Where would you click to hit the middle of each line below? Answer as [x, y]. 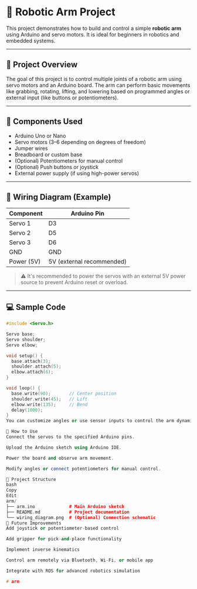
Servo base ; [21, 334]
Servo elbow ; [22, 345]
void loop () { [23, 388]
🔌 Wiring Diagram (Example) [59, 197]
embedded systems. [31, 41]
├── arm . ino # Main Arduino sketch [65, 506]
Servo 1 [20, 224]
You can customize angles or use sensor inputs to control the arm [90, 421]
